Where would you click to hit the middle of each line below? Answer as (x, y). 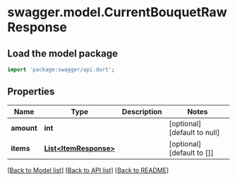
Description (142, 112)
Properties (31, 92)
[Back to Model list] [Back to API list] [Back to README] (88, 170)
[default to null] (194, 132)
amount (24, 128)
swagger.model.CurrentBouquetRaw (117, 12)
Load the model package (63, 53)
